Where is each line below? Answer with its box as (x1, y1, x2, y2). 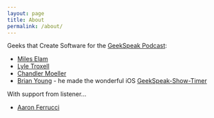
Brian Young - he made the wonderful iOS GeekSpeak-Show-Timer (17, 77, 208, 85)
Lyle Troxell (17, 62, 50, 71)
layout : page (7, 10, 45, 17)
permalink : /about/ (7, 23, 63, 29)
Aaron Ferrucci (17, 104, 60, 112)
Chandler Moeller (17, 69, 67, 78)
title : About (7, 16, 45, 23)
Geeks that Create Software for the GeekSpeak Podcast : (7, 42, 167, 50)
